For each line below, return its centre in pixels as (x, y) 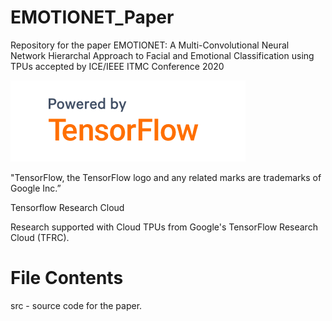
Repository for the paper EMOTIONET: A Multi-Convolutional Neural (150, 45)
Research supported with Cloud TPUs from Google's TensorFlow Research (164, 227)
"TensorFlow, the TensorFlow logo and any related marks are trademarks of (166, 177)
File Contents (67, 278)
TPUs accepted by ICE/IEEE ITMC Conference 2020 (117, 66)
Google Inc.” (36, 188)
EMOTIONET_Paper (92, 17)
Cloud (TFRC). (40, 237)
